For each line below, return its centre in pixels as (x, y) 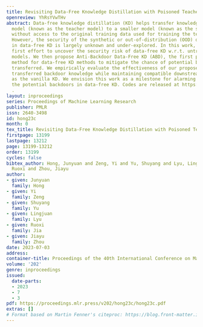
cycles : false (24, 157)
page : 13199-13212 (29, 146)
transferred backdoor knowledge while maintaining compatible (92, 74)
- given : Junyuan (28, 180)
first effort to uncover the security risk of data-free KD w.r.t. (98, 51)
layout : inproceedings (35, 96)
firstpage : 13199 (28, 135)
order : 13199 (23, 152)
